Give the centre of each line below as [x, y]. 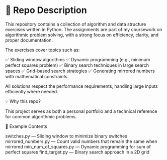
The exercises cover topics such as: [43, 50]
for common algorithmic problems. [41, 116]
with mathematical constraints [36, 76]
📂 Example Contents [26, 126]
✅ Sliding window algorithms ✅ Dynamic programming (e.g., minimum [78, 59]
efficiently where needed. [32, 91]
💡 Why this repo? [23, 101]
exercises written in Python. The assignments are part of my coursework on [84, 29]
